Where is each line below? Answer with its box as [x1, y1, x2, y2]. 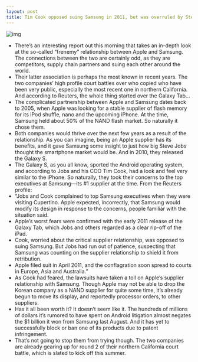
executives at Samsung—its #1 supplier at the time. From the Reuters [14, 180, 181, 187]
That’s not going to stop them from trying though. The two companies [14, 337, 184, 344]
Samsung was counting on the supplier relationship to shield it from [14, 249, 179, 256]
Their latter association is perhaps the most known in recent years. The [14, 73, 188, 80]
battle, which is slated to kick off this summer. [14, 349, 126, 356]
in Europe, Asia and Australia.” [14, 268, 88, 275]
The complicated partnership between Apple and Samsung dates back [14, 98, 187, 105]
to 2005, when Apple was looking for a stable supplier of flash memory [14, 105, 187, 112]
